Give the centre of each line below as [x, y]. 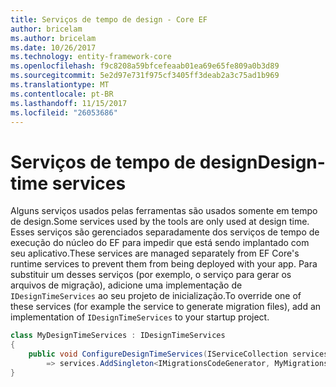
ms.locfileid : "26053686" [64, 112]
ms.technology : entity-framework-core [91, 57]
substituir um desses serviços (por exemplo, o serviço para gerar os [151, 275]
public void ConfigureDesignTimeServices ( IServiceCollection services [178, 354]
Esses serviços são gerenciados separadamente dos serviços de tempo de [165, 232]
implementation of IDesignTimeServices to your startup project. [140, 317]
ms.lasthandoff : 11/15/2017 [69, 103]
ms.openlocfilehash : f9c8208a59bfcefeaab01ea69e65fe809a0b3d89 [145, 66]
